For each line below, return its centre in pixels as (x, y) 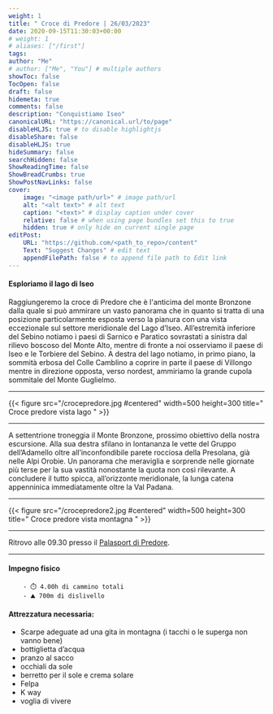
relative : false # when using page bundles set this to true (128, 220)
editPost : (25, 235)
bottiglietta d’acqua (52, 649)
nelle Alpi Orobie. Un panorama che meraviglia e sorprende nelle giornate (131, 461)
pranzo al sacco (47, 658)
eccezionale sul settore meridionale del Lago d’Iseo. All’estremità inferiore (132, 328)
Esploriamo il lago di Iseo (52, 284)
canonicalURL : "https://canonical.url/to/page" (91, 122)
